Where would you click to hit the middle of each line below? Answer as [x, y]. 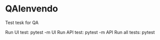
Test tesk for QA [22, 22]
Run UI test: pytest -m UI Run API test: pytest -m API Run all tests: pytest [80, 32]
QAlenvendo [32, 9]
